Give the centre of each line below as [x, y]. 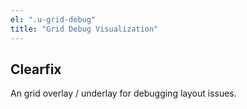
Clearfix [36, 69]
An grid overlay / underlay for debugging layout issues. [123, 93]
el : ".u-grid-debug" [53, 19]
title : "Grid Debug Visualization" [84, 29]
